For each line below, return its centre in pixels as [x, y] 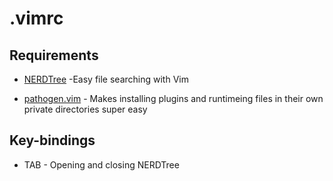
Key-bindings [52, 140]
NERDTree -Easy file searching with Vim [106, 79]
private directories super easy [85, 109]
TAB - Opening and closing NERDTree [101, 164]
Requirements [54, 55]
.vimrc [36, 18]
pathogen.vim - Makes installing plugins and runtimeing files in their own [173, 98]
